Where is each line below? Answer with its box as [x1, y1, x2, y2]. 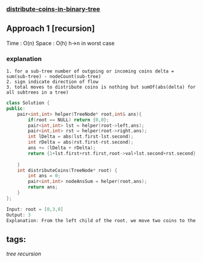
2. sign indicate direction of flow [6, 79, 98, 85]
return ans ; [28, 184, 59, 190]
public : [6, 105, 26, 112]
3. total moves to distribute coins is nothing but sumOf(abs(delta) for [6, 84, 196, 91]
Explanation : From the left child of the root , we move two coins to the [6, 217, 196, 223]
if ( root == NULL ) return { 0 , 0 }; [28, 117, 110, 123]
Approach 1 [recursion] [6, 24, 95, 34]
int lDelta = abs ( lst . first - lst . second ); [28, 133, 134, 140]
